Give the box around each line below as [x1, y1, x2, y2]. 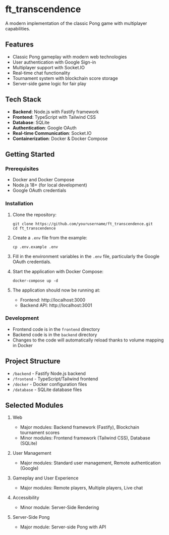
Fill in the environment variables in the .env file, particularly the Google [12, 253, 160, 259]
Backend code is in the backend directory [12, 331, 97, 337]
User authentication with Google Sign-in [12, 59, 96, 65]
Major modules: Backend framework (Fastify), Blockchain [20, 424, 140, 430]
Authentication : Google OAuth [12, 125, 77, 131]
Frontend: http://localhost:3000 [20, 297, 86, 303]
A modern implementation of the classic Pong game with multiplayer [5, 20, 147, 26]
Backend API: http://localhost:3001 [20, 302, 92, 308]
